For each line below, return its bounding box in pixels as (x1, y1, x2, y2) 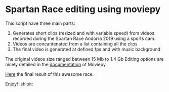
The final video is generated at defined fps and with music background (12, 46, 161, 52)
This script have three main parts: (5, 20, 75, 26)
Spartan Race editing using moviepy (5, 4, 161, 15)
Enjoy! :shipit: (5, 81, 33, 87)
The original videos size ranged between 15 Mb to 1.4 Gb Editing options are (5, 56, 164, 62)
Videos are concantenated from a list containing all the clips (12, 40, 138, 47)
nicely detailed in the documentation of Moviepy (5, 61, 106, 67)
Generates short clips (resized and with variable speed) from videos (12, 30, 155, 36)
